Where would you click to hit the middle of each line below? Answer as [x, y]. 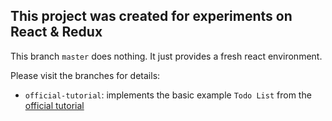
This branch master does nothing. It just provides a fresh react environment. [166, 56]
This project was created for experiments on [151, 16]
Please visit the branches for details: [85, 75]
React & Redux [56, 32]
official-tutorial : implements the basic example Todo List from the [168, 95]
